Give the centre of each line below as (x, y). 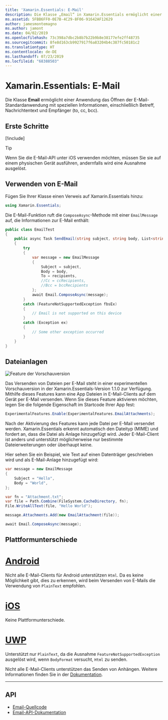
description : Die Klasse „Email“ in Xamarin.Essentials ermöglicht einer (84, 15)
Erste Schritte (27, 126)
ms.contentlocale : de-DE (31, 52)
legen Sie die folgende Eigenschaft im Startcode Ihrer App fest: (70, 405)
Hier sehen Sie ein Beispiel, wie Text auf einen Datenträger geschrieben (79, 455)
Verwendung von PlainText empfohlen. (46, 586)
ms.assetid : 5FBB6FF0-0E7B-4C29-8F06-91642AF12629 (59, 19)
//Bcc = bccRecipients (64, 286)
